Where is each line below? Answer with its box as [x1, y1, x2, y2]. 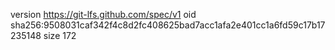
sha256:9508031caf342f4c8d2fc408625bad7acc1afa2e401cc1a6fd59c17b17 [10, 19, 326, 31]
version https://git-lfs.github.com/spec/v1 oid [10, 9, 197, 20]
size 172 [43, 30, 77, 41]
